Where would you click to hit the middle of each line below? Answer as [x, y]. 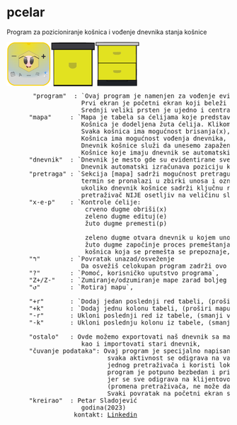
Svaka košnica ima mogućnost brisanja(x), [156, 131]
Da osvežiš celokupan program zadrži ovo [154, 266]
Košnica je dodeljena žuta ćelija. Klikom [156, 124]
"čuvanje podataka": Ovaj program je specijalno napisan [129, 351]
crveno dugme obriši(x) [126, 209]
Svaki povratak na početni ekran [165, 393]
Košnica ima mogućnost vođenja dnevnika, [154, 138]
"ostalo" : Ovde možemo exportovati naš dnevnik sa [124, 336]
